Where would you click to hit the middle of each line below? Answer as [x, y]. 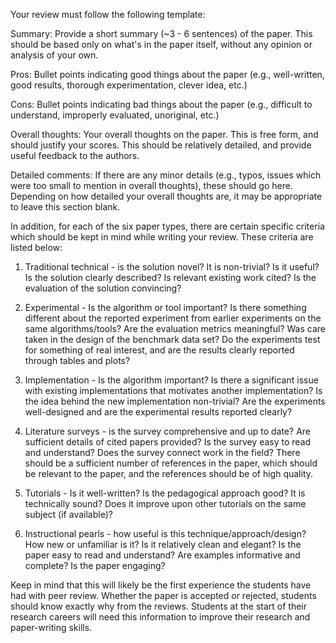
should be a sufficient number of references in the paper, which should [171, 463]
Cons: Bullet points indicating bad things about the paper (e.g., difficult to [161, 104]
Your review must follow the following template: [108, 14]
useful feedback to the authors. [75, 155]
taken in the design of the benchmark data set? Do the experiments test [172, 339]
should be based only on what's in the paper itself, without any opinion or [161, 44]
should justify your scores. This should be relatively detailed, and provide [161, 145]
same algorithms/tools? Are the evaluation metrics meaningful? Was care [175, 328]
